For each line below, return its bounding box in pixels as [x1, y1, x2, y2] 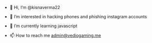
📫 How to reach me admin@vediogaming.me [9, 32, 101, 38]
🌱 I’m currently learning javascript [9, 23, 77, 29]
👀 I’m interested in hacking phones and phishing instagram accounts [9, 14, 147, 19]
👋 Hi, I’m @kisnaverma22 [9, 5, 60, 10]
